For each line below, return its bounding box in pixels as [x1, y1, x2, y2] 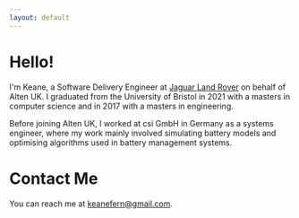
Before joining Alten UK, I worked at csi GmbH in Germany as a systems [9, 118, 275, 128]
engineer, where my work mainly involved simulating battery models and [9, 127, 277, 138]
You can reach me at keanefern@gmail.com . [9, 198, 173, 209]
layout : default [9, 13, 70, 22]
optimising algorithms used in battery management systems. [9, 136, 233, 148]
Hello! [9, 51, 55, 72]
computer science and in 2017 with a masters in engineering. [9, 100, 235, 111]
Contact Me [9, 168, 98, 188]
